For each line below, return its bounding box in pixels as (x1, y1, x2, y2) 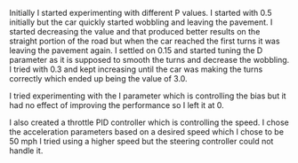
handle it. (9, 145, 44, 156)
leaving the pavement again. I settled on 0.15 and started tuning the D (9, 45, 263, 56)
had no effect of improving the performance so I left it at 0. (9, 100, 224, 110)
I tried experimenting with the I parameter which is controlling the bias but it (9, 90, 286, 101)
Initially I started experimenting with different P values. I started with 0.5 (9, 8, 272, 18)
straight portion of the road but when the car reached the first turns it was (9, 35, 280, 46)
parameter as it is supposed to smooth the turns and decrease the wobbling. (9, 55, 290, 65)
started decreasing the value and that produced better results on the (9, 27, 261, 36)
